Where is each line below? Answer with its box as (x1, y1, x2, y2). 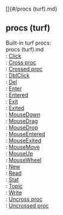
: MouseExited (5, 137, 42, 144)
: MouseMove (5, 143, 40, 151)
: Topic (5, 182, 23, 189)
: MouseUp (5, 149, 33, 157)
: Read (5, 169, 22, 176)
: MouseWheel (5, 156, 42, 164)
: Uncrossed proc (5, 202, 49, 209)
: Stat (5, 176, 19, 183)
